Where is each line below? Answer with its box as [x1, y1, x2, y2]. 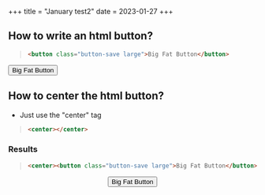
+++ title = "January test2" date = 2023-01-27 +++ [8, 7, 174, 16]
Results [8, 144, 38, 155]
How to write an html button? [8, 29, 154, 42]
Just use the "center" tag [19, 110, 102, 120]
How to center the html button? [8, 90, 164, 103]
